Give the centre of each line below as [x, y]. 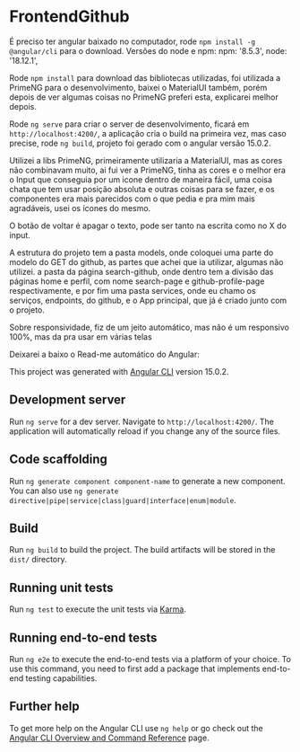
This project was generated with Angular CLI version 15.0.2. [119, 371]
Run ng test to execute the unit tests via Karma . [98, 609]
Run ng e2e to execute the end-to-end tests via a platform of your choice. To [150, 659]
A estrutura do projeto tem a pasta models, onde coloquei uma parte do [141, 252]
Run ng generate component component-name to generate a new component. [148, 481]
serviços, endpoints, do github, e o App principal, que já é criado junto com [148, 300]
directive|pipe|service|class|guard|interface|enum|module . [123, 500]
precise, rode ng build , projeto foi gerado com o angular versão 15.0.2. [140, 143]
